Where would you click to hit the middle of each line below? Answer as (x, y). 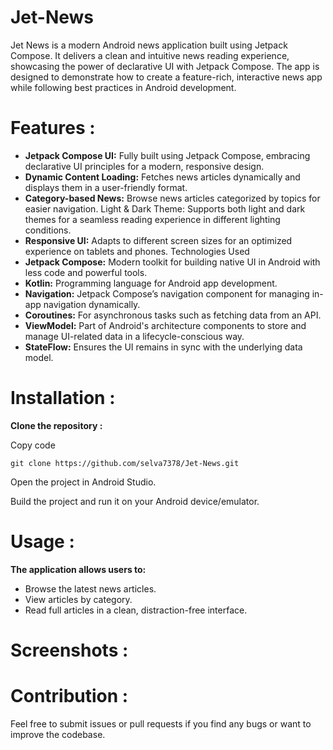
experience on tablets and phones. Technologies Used (137, 251)
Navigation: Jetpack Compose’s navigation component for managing (167, 293)
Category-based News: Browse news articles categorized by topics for (172, 198)
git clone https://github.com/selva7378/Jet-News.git (125, 463)
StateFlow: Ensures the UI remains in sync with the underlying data (163, 347)
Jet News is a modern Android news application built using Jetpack (149, 45)
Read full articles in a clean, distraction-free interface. (136, 610)
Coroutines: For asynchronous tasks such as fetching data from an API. (173, 315)
